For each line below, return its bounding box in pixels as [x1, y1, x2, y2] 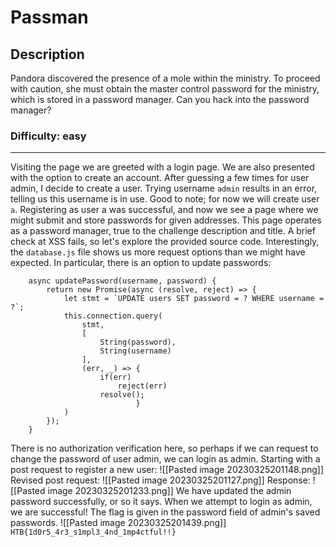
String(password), [99, 337, 177, 348]
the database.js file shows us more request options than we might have [10, 246, 306, 258]
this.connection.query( [63, 311, 163, 321]
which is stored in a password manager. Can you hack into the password [10, 94, 310, 105]
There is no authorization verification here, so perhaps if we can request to [10, 442, 319, 455]
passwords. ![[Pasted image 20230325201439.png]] [10, 517, 227, 529]
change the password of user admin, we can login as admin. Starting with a [10, 453, 321, 465]
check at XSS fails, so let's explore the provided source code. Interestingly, [10, 236, 320, 248]
